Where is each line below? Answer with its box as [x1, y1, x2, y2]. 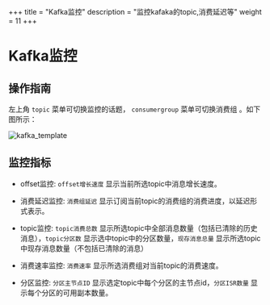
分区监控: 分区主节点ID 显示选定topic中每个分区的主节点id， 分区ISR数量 [19, 278, 249, 287]
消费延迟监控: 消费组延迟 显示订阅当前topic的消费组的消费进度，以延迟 [19, 196, 251, 206]
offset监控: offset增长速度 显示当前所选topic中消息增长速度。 [19, 178, 222, 188]
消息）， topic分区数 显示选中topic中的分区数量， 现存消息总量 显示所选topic [19, 233, 261, 243]
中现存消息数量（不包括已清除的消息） [19, 243, 148, 253]
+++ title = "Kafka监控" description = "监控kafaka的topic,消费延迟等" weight [8, 7, 263, 16]
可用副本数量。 [62, 287, 113, 297]
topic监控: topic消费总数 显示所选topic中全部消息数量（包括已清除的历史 [19, 223, 258, 232]
